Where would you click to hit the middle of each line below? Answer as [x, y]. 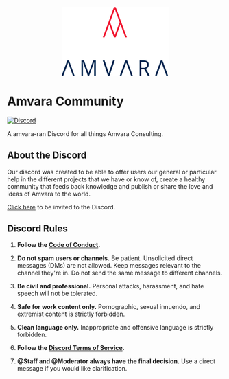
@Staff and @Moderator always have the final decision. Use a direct [116, 361]
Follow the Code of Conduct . [59, 245]
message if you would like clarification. [72, 369]
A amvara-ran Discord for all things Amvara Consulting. [85, 133]
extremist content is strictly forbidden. [71, 314]
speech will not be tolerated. [57, 294]
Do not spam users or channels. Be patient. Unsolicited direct [105, 258]
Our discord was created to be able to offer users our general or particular [112, 172]
